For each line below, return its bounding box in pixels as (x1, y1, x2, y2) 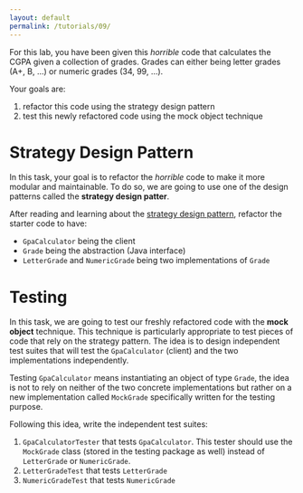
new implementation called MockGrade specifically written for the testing (9, 392, 276, 403)
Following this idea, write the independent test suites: (9, 419, 208, 430)
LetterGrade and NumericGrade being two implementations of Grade (22, 255, 270, 266)
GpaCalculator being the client (22, 236, 136, 247)
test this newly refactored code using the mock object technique (22, 110, 264, 121)
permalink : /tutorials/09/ (9, 22, 111, 31)
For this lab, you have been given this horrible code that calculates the (9, 46, 271, 57)
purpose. (9, 402, 43, 412)
